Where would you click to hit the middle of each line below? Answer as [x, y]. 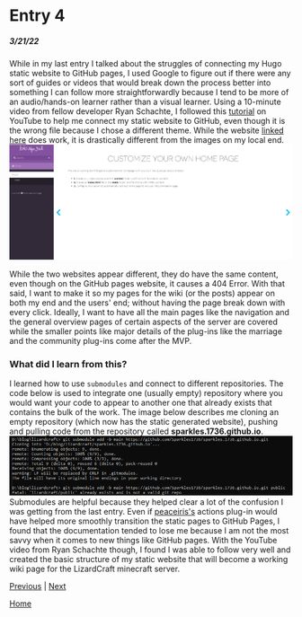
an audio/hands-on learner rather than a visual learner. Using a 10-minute [145, 102]
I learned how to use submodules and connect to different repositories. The [147, 383]
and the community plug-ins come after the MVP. [101, 340]
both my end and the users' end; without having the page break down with [147, 303]
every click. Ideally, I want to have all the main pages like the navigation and [150, 312]
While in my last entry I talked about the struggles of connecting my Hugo [146, 64]
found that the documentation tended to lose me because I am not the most [149, 530]
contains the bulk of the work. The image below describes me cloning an [144, 412]
